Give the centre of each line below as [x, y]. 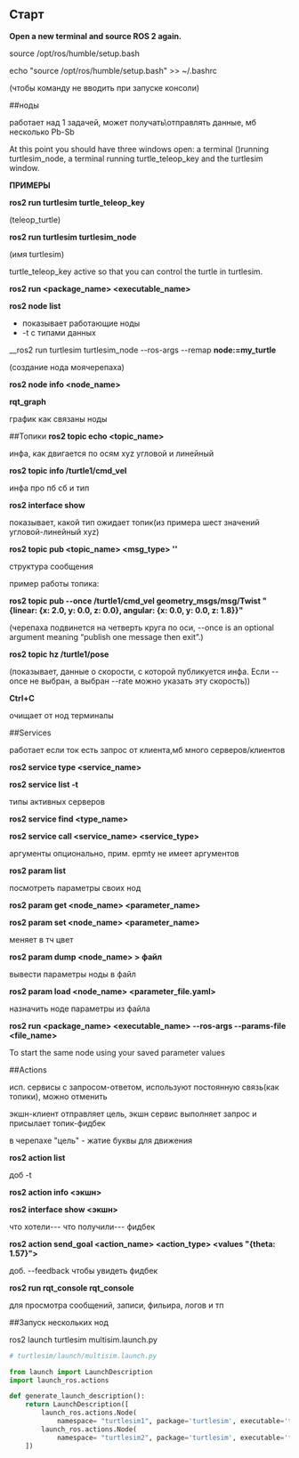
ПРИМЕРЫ [30, 185]
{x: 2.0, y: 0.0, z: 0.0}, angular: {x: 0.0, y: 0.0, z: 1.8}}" [141, 610]
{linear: [24, 610]
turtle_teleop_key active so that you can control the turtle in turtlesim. [136, 271]
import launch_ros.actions [59, 1380]
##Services [30, 733]
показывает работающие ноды [81, 323]
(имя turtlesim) [37, 254]
